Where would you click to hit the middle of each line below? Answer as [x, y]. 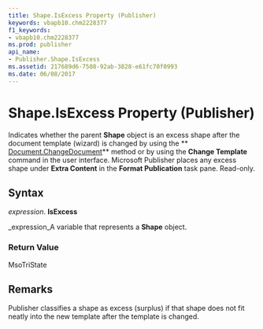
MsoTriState [28, 264]
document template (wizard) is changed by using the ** [98, 143]
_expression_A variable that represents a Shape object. [98, 227]
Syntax [26, 192]
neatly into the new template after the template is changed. [104, 316]
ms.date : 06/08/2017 [42, 74]
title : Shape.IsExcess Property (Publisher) [82, 15]
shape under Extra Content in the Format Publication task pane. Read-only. [132, 168]
